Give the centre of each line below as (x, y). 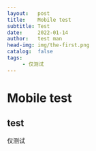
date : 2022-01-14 (38, 32)
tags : (15, 58)
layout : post (29, 13)
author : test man (35, 39)
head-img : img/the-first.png (48, 45)
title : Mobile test (39, 20)
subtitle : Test (29, 26)
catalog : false (30, 52)
